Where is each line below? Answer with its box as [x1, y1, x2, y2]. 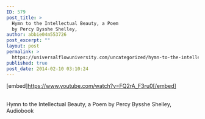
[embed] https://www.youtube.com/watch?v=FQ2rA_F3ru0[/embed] [6, 82, 177, 90]
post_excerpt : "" [6, 37, 51, 43]
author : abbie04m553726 [6, 32, 67, 38]
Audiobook [6, 107, 34, 115]
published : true [6, 60, 48, 66]
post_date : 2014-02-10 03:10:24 [6, 65, 88, 72]
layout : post [6, 43, 40, 49]
